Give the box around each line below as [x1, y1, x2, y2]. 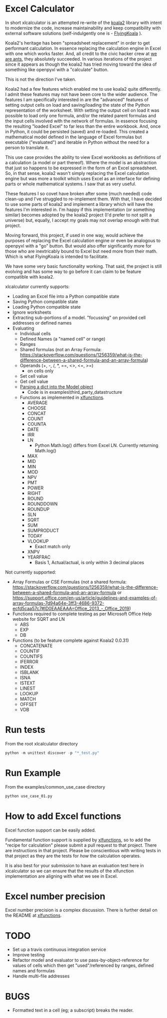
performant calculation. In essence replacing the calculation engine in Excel [5, 45, 161, 51]
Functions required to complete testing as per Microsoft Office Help [12, 611, 152, 617]
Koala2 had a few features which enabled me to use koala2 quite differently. [5, 86, 161, 92]
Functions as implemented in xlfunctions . [19, 394, 105, 400]
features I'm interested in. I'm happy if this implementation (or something [5, 206, 155, 212]
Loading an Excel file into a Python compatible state [12, 293, 119, 299]
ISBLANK [19, 669, 39, 675]
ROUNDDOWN [27, 500, 58, 506]
